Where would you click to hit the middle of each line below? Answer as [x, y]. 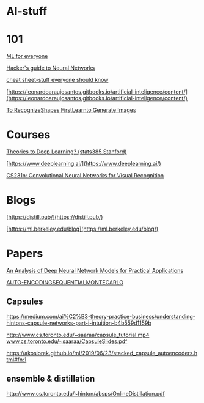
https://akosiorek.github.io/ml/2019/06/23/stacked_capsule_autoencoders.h [102, 353]
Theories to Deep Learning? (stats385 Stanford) [67, 152]
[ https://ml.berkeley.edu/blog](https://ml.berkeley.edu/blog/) [82, 229]
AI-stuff [27, 11]
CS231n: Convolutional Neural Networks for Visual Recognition [85, 176]
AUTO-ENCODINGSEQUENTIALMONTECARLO [65, 282]
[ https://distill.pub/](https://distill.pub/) [55, 217]
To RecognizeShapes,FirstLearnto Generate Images [71, 110]
